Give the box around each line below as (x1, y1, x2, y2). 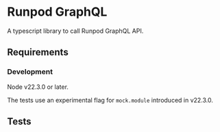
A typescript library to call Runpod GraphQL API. (7, 27, 144, 35)
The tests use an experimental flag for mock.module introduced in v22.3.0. (7, 96, 214, 104)
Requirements (7, 47, 69, 58)
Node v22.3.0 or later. (7, 83, 69, 91)
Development (7, 67, 53, 77)
